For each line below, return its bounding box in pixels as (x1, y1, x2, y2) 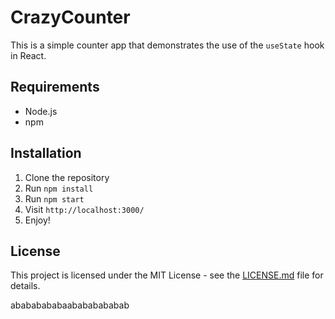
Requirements (10, 79, 100, 96)
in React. (10, 49, 47, 61)
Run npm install (24, 182, 94, 194)
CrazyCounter (10, 6, 131, 29)
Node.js (24, 105, 58, 117)
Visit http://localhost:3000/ (24, 203, 145, 215)
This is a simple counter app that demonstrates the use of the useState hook (10, 39, 325, 51)
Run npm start (24, 192, 85, 205)
